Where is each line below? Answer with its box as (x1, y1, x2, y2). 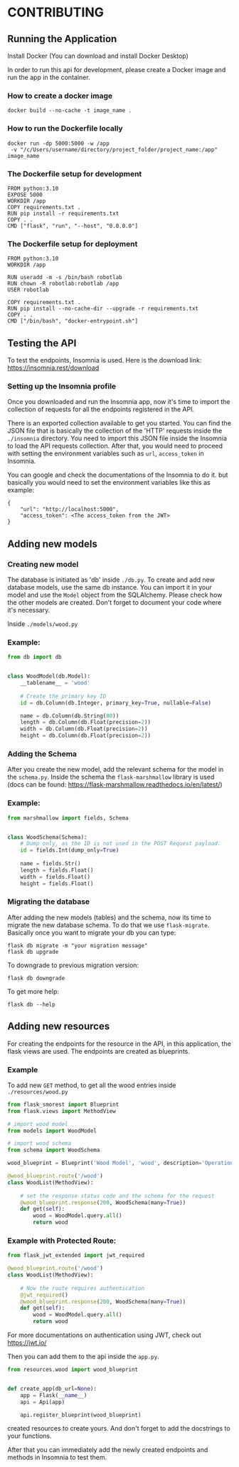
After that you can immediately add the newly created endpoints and (7, 1446, 208, 1454)
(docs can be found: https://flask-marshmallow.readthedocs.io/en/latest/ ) (7, 780, 223, 789)
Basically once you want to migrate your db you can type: (7, 928, 176, 937)
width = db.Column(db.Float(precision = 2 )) (20, 725, 148, 732)
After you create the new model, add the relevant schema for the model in (7, 765, 224, 774)
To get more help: (7, 987, 59, 996)
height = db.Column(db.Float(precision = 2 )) (20, 732, 152, 740)
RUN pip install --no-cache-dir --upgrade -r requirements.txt (7, 305, 199, 313)
